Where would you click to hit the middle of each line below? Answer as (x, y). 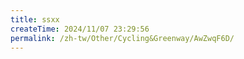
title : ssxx (35, 19)
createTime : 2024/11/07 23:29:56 (80, 29)
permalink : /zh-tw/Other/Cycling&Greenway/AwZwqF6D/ (122, 38)
